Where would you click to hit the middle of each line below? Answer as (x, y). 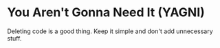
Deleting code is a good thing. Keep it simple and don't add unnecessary (110, 31)
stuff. (14, 38)
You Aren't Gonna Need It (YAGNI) (106, 13)
